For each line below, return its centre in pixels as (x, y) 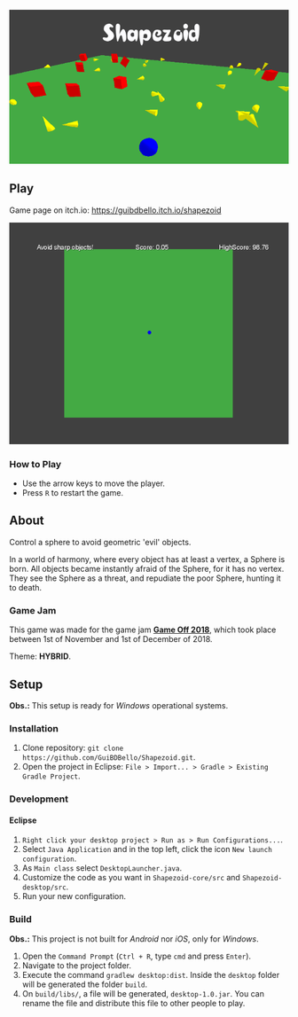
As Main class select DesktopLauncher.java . (102, 868)
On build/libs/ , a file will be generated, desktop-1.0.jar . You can (143, 993)
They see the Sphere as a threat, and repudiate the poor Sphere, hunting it (145, 578)
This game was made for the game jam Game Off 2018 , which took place (143, 630)
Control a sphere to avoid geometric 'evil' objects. (100, 542)
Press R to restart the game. (73, 493)
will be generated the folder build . (85, 984)
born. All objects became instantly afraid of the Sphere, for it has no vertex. (147, 568)
